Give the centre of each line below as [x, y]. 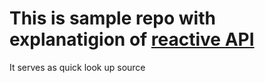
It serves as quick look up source [77, 67]
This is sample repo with [112, 18]
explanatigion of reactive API [132, 39]
